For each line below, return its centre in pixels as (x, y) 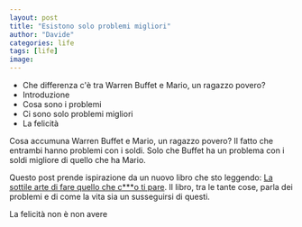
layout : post (34, 18)
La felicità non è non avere (59, 214)
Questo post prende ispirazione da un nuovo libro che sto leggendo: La (141, 177)
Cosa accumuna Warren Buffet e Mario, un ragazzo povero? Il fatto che (142, 141)
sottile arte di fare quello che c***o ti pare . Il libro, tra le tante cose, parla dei (151, 187)
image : (22, 59)
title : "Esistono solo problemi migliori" (90, 26)
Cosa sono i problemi (62, 104)
